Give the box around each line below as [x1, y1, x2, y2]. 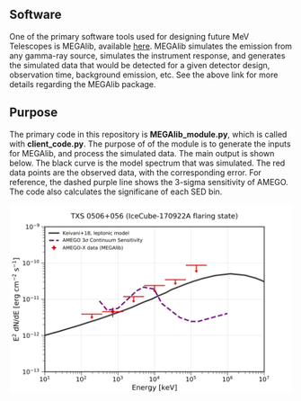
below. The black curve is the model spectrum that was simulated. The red [9, 157, 286, 168]
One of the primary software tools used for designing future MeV [9, 31, 250, 41]
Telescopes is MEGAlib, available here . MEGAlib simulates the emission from [9, 40, 293, 51]
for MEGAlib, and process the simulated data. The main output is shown [9, 147, 275, 158]
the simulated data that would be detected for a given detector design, [9, 59, 270, 70]
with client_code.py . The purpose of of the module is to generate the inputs [9, 138, 291, 149]
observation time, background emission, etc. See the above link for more [9, 69, 279, 80]
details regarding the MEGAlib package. [9, 78, 156, 89]
